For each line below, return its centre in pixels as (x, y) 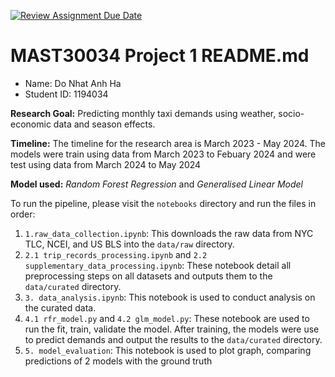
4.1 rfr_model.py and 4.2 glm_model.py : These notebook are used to (167, 318)
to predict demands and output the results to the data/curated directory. (173, 339)
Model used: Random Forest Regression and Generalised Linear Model (156, 184)
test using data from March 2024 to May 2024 (106, 164)
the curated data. (60, 307)
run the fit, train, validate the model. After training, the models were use (172, 329)
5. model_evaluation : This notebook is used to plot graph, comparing (168, 350)
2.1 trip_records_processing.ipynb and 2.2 (116, 254)
